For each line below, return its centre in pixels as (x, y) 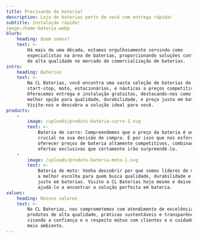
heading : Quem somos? (43, 39)
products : (18, 110)
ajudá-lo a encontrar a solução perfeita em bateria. (105, 187)
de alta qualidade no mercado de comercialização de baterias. (106, 61)
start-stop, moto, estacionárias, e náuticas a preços (96, 89)
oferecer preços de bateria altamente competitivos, (103, 143)
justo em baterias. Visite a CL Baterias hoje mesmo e (106, 182)
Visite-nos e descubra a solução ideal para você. (91, 105)
